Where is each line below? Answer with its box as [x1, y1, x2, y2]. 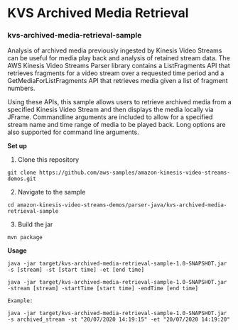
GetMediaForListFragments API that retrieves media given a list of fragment [7, 77, 229, 85]
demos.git [7, 175, 37, 182]
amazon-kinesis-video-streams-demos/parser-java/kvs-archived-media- [16, 202, 227, 209]
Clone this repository [17, 155, 80, 164]
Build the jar [17, 220, 53, 229]
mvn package [7, 234, 43, 241]
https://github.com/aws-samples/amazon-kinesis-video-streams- [38, 169, 231, 177]
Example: [7, 297, 33, 304]
